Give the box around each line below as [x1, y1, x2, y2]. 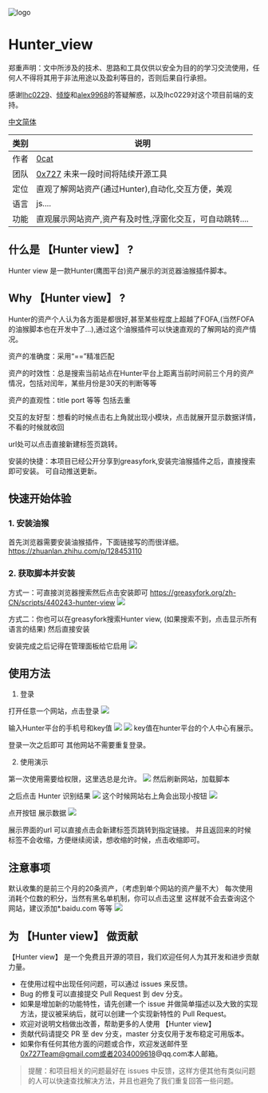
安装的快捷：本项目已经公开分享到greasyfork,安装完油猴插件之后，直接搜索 [8, 456, 256, 465]
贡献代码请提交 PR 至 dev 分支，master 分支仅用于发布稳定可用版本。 [19, 1028, 249, 1039]
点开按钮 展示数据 [8, 808, 66, 818]
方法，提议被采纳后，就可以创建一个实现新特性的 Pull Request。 [19, 1008, 231, 1019]
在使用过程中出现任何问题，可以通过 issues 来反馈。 [19, 979, 192, 988]
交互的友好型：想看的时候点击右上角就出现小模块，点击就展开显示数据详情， [8, 412, 260, 421]
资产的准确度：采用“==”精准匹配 [8, 351, 115, 361]
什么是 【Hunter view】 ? [8, 243, 134, 257]
